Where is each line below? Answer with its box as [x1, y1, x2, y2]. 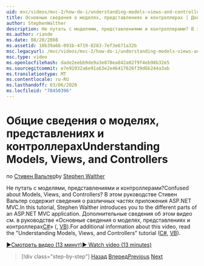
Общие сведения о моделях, [6, 114, 159, 128]
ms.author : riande [6, 32, 53, 38]
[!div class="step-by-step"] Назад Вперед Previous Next [21, 253, 163, 260]
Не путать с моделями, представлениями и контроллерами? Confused [6, 184, 189, 191]
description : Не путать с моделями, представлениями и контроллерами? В [6, 25, 194, 32]
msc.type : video [6, 54, 47, 60]
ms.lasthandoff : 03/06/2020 [6, 82, 78, 88]
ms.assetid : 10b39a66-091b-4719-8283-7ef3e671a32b [6, 43, 137, 49]
